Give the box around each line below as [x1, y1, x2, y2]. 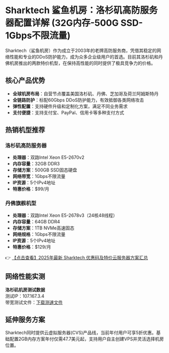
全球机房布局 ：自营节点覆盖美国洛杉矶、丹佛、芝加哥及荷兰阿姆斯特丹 [12, 90, 159, 96]
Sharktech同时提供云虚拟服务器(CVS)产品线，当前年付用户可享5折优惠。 [5, 330, 156, 336]
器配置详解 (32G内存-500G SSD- [5, 17, 143, 29]
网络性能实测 [5, 272, 45, 281]
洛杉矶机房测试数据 [5, 286, 45, 292]
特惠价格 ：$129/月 [12, 244, 51, 250]
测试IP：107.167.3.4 [5, 293, 44, 299]
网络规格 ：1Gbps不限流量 [12, 231, 66, 237]
